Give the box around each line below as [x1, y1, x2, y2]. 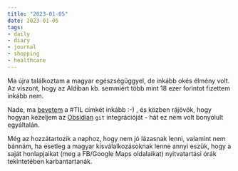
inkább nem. [7, 91, 44, 100]
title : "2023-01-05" [7, 10, 69, 18]
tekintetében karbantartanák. [7, 157, 93, 165]
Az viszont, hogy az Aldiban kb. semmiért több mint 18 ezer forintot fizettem [7, 83, 230, 93]
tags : [7, 24, 24, 31]
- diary [7, 37, 31, 44]
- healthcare [7, 57, 46, 64]
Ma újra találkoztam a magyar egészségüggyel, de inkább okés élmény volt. [7, 76, 230, 85]
